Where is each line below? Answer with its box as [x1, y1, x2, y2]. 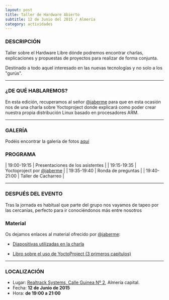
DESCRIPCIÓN [5, 38, 41, 45]
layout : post [5, 7, 33, 13]
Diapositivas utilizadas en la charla [12, 241, 84, 247]
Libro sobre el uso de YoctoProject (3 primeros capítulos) [12, 251, 132, 257]
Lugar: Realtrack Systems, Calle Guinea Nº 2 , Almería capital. [12, 279, 140, 285]
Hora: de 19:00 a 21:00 [12, 290, 61, 296]
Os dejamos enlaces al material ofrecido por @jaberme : [5, 231, 121, 237]
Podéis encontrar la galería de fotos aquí [5, 138, 90, 144]
